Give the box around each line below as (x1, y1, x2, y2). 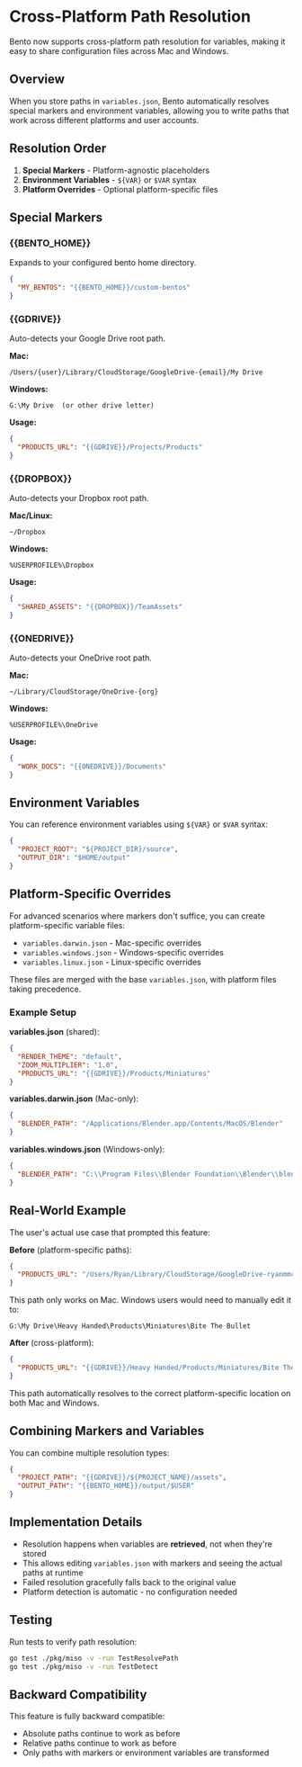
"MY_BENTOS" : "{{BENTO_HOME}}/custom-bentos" (17, 283, 191, 292)
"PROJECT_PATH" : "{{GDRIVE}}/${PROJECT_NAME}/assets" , (17, 1473, 227, 1482)
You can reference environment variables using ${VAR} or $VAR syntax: (9, 819, 268, 830)
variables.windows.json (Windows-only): (9, 1144, 165, 1155)
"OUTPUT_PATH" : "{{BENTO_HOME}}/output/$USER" (17, 1482, 195, 1491)
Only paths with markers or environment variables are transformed (22, 1747, 270, 1758)
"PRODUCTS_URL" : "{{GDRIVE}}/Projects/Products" (17, 443, 203, 452)
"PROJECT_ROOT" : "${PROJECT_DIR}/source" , (17, 845, 179, 854)
